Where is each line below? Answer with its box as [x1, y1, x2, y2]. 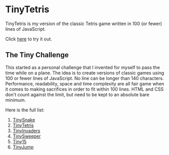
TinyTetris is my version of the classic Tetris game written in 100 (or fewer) [5, 20, 162, 27]
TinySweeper [12, 133, 41, 139]
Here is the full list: [5, 106, 45, 113]
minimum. [5, 97, 27, 103]
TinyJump [12, 144, 34, 150]
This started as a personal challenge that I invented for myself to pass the [5, 64, 160, 70]
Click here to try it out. [5, 36, 53, 42]
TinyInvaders [12, 127, 41, 134]
